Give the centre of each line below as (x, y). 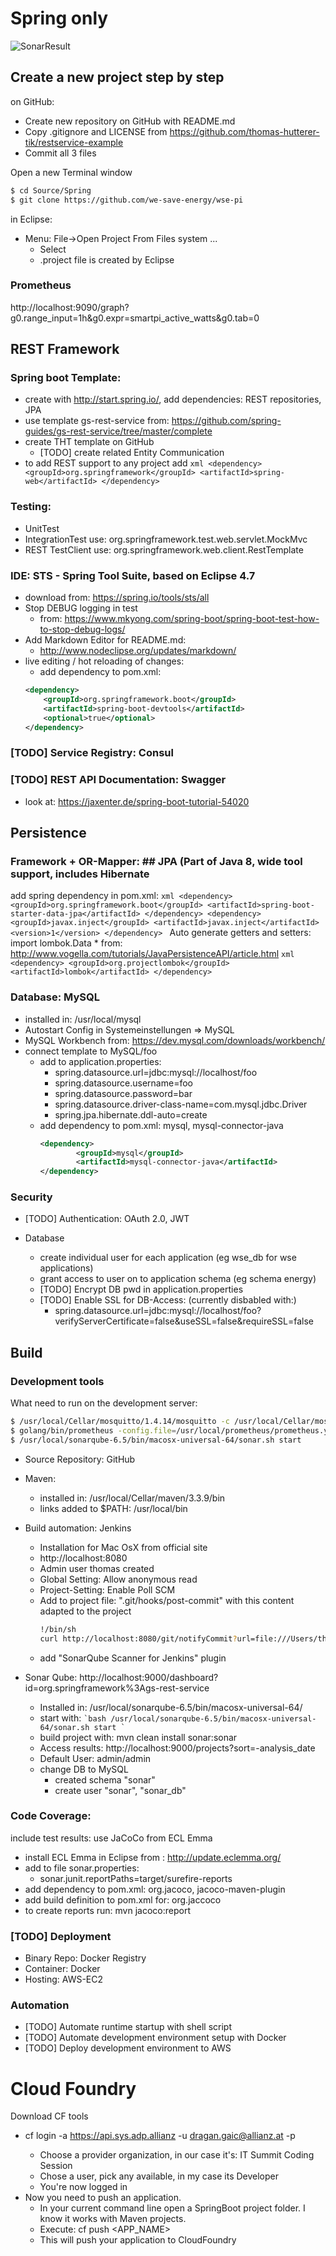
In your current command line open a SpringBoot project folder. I (172, 2208)
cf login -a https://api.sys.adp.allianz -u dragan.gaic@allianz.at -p (160, 2136)
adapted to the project (85, 1611)
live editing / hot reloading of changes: (104, 661)
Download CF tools (49, 2116)
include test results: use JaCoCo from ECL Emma (111, 1838)
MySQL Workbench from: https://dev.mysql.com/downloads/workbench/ (175, 1040)
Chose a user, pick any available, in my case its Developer (159, 2176)
